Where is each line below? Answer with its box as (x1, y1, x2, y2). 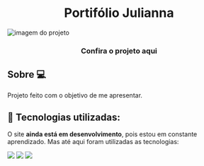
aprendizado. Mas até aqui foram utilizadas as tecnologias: (7, 138, 179, 146)
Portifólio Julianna (64, 5, 174, 21)
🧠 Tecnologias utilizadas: (7, 112, 120, 124)
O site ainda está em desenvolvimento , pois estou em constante (7, 130, 198, 138)
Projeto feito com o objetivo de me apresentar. (7, 90, 143, 100)
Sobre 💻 (7, 69, 46, 81)
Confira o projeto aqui (80, 46, 158, 56)
